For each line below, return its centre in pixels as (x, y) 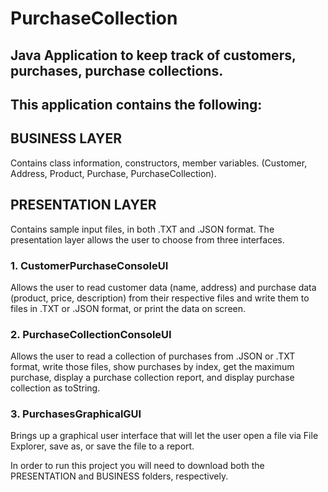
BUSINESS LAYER (66, 138)
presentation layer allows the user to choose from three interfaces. (147, 239)
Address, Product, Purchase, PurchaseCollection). (113, 173)
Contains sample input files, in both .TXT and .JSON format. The (142, 229)
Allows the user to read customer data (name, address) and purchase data (163, 287)
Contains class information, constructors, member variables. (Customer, (159, 163)
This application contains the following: (136, 104)
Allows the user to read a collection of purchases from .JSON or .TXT (153, 356)
